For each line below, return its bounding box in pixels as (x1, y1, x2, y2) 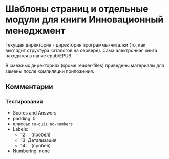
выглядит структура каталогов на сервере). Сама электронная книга (5, 47, 158, 53)
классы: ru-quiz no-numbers (12, 121, 73, 127)
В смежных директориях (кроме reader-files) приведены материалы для (5, 62, 165, 69)
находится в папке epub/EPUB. (5, 52, 73, 59)
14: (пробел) (20, 142, 51, 148)
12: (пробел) (20, 131, 51, 138)
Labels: (12, 126, 29, 132)
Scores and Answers (12, 109, 57, 116)
